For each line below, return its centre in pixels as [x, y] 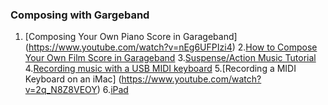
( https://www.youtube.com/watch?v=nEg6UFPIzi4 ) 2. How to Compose [171, 47]
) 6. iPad [112, 90]
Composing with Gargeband [80, 15]
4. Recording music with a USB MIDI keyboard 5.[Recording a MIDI [160, 69]
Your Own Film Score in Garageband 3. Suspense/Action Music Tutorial [170, 58]
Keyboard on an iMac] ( [73, 79]
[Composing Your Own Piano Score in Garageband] [131, 37]
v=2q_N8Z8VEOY [61, 90]
